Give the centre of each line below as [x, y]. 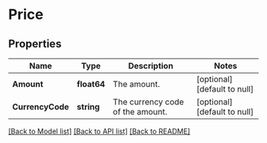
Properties [35, 44]
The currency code [148, 102]
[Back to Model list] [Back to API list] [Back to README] [99, 131]
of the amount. [140, 112]
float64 [91, 84]
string [88, 107]
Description [151, 66]
